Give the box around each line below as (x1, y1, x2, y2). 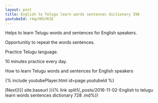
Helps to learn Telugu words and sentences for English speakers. (5, 30, 137, 36)
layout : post (5, 7, 32, 12)
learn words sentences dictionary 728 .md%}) (5, 92, 98, 99)
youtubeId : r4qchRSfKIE (5, 16, 54, 21)
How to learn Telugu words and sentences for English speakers (5, 68, 134, 74)
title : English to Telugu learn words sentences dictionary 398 (5, 12, 140, 17)
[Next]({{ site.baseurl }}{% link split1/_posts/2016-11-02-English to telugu (5, 87, 154, 93)
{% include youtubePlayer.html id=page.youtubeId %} (5, 77, 115, 84)
